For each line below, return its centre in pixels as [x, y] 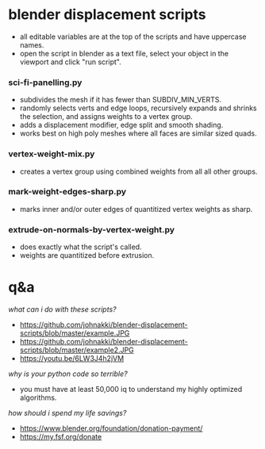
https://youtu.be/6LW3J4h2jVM [72, 359]
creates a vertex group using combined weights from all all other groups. [138, 171]
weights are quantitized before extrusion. [87, 255]
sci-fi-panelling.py [45, 83]
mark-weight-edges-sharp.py [67, 192]
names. [32, 44]
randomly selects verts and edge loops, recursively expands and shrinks [138, 108]
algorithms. [38, 397]
